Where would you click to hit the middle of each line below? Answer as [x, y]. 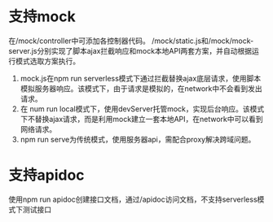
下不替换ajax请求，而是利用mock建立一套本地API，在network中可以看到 [141, 119]
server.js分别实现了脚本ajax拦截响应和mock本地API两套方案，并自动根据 [130, 50]
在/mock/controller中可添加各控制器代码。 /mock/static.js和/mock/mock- [131, 41]
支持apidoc [46, 175]
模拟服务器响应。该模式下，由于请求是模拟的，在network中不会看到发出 [141, 88]
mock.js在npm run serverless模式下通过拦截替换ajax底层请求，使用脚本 [141, 78]
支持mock [42, 17]
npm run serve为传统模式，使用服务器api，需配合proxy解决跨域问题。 [138, 139]
